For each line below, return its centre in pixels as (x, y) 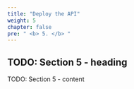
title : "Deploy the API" (44, 14)
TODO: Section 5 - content (46, 79)
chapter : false (30, 27)
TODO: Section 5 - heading (67, 62)
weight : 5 (22, 20)
